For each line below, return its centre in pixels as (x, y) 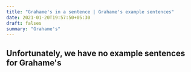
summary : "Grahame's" (34, 29)
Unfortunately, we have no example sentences (96, 53)
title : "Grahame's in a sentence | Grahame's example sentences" (90, 12)
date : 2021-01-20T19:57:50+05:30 (48, 18)
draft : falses (24, 23)
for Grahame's (34, 63)
